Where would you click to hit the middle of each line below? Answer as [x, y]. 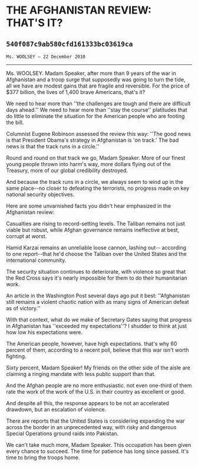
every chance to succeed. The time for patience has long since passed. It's [98, 451]
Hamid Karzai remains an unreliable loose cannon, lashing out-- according [96, 248]
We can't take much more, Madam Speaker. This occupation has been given [99, 445]
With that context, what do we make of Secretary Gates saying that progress [99, 320]
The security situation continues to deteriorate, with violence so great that [96, 272]
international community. [36, 260]
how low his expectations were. [44, 332]
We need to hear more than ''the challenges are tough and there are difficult [98, 103]
